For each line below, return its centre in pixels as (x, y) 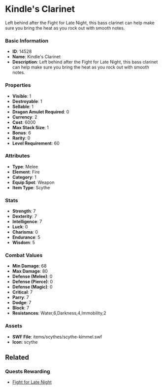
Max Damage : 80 (30, 271)
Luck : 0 (20, 227)
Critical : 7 (22, 292)
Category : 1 (24, 177)
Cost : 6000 (24, 122)
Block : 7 (21, 308)
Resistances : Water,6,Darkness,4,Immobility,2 (59, 313)
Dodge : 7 (22, 303)
